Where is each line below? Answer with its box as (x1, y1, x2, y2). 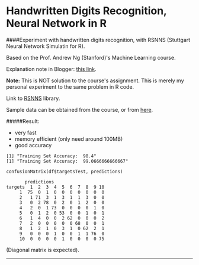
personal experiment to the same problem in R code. (6, 83, 134, 90)
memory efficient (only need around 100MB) (14, 135, 123, 143)
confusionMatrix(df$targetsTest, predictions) (6, 169, 123, 174)
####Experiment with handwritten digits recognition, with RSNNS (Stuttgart (6, 36, 191, 43)
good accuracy (14, 141, 52, 148)
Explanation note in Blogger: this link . (6, 65, 97, 72)
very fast (14, 129, 37, 136)
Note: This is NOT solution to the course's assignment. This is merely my (6, 77, 185, 84)
